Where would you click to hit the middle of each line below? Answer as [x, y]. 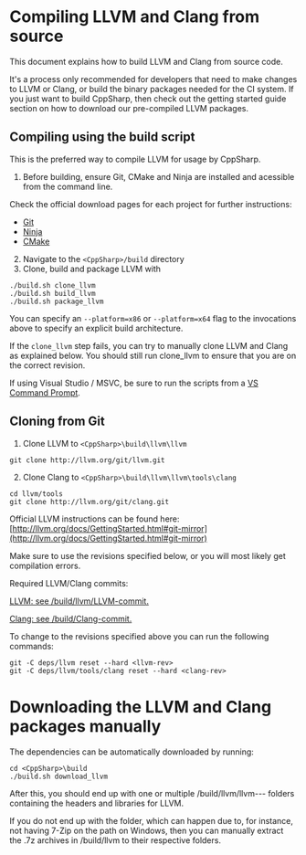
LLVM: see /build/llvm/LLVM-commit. [79, 601]
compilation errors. [45, 565]
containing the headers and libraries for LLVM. [97, 803]
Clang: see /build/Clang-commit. [71, 618]
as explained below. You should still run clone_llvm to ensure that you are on [153, 355]
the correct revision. [47, 365]
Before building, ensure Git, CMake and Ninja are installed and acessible [158, 176]
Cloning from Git [57, 422]
